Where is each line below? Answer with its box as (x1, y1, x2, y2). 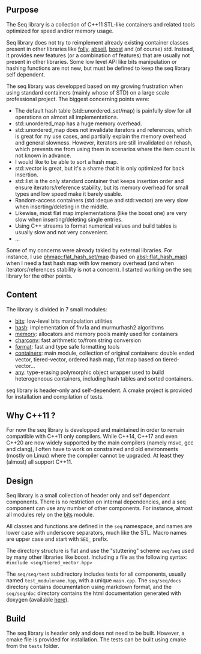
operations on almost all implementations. (14, 113, 119, 120)
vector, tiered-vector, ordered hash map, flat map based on (14, 355, 162, 363)
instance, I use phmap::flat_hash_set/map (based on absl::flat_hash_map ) (6, 253, 188, 260)
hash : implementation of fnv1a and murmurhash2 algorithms (14, 323, 164, 331)
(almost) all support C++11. (6, 458, 73, 466)
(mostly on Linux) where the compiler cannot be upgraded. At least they (6, 452, 184, 459)
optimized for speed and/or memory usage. (6, 27, 114, 34)
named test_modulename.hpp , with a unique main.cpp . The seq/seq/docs (6, 577, 181, 584)
